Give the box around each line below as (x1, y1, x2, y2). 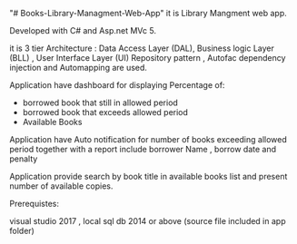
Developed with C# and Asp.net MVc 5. (9, 25, 157, 35)
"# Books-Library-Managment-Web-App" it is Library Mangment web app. (9, 8, 288, 18)
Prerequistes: (9, 199, 60, 209)
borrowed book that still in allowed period (22, 97, 179, 108)
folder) (9, 226, 35, 236)
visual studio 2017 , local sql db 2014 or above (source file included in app (9, 216, 286, 226)
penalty (9, 153, 38, 164)
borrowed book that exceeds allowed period (22, 107, 189, 117)
